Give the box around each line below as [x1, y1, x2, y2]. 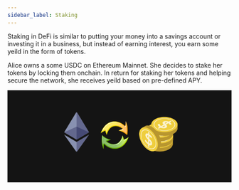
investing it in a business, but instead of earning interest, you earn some [7, 39, 219, 48]
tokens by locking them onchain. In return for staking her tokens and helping [7, 68, 231, 77]
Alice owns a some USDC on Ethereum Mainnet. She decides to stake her [7, 60, 223, 69]
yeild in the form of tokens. [7, 47, 87, 56]
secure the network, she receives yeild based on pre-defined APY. [7, 75, 203, 85]
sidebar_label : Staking [7, 11, 78, 19]
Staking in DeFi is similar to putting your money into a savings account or [7, 32, 221, 41]
